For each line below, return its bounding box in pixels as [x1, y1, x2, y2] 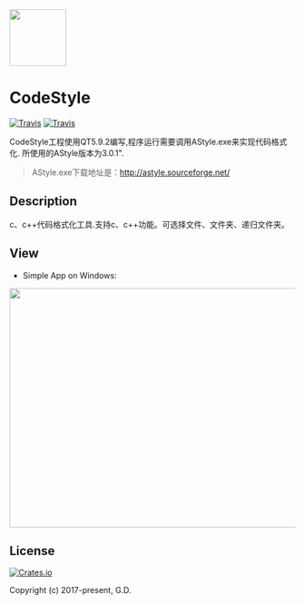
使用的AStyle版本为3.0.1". [29, 147, 124, 158]
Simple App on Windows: [22, 269, 117, 280]
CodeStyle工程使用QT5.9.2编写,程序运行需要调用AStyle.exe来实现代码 [9, 136, 272, 147]
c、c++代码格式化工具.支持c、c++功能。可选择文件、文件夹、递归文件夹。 [9, 219, 290, 229]
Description [9, 194, 77, 209]
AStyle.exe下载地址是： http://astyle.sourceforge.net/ [31, 167, 231, 178]
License [9, 543, 55, 559]
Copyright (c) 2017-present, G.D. [9, 585, 132, 596]
